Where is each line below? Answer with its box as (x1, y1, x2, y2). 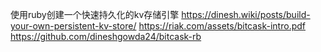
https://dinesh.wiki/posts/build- (181, 9, 311, 20)
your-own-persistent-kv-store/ (10, 20, 137, 32)
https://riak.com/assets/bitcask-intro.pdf (138, 20, 306, 32)
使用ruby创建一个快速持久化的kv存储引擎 (10, 9, 180, 20)
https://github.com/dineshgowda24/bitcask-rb (10, 31, 202, 42)
